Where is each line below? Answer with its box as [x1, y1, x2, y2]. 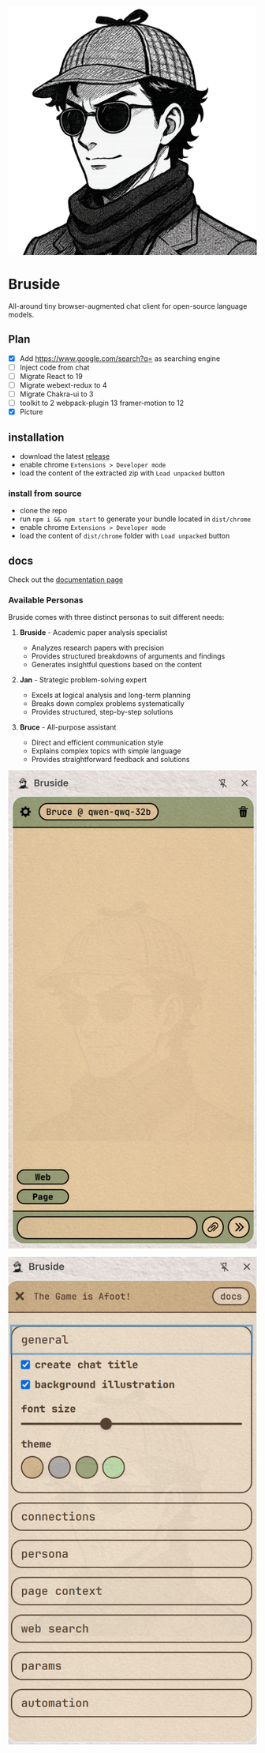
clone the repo [19, 506, 68, 516]
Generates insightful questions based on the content [31, 660, 203, 670]
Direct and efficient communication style [31, 738, 164, 748]
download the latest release [19, 452, 110, 460]
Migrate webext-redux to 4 [19, 380, 107, 389]
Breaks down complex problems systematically [31, 699, 185, 708]
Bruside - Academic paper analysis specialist [19, 628, 168, 637]
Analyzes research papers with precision [31, 643, 164, 653]
